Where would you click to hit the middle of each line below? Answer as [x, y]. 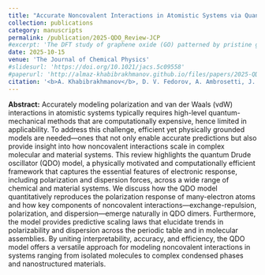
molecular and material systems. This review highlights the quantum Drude [130, 154]
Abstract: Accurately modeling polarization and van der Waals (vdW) [121, 104]
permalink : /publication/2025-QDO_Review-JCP [84, 38]
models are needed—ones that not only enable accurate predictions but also [132, 137]
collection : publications [50, 23]
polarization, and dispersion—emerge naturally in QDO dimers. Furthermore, [132, 213]
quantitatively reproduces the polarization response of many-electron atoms [132, 196]
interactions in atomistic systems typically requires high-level [108, 112]
